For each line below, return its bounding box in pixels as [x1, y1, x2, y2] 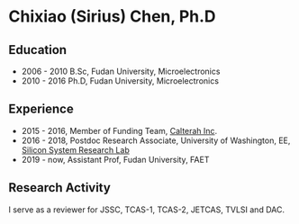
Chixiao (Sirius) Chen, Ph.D [8, 6, 217, 27]
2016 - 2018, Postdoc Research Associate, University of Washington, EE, [21, 135, 291, 146]
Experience [8, 102, 74, 117]
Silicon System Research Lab [21, 144, 130, 155]
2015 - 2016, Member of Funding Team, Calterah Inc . [21, 125, 218, 136]
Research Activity [8, 180, 112, 195]
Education [8, 42, 68, 58]
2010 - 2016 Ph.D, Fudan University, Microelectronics [21, 76, 220, 86]
